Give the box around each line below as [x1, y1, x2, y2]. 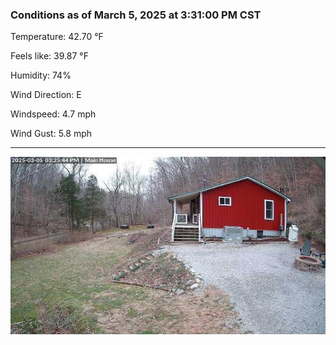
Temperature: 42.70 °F [10, 31, 104, 43]
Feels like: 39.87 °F [10, 50, 89, 62]
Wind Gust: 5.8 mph [10, 128, 92, 140]
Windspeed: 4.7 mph [10, 108, 97, 120]
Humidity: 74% [10, 69, 72, 82]
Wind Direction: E [10, 89, 82, 101]
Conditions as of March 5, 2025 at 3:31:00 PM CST [10, 8, 262, 22]
